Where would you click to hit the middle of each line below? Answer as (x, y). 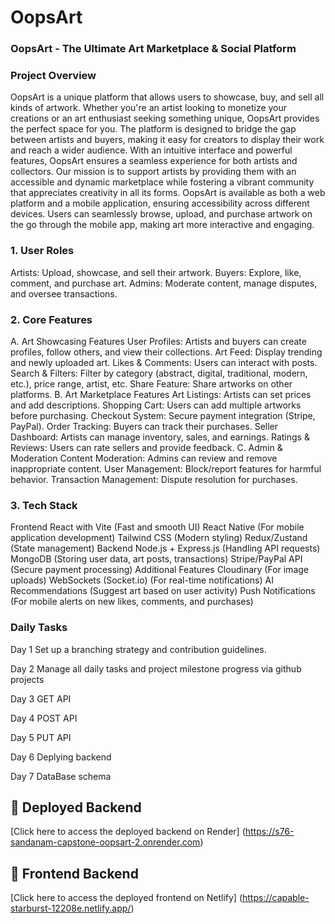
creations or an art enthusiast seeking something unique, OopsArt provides (165, 118)
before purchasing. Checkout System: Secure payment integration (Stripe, (163, 415)
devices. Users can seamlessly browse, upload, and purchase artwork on (161, 214)
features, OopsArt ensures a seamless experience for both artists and (154, 161)
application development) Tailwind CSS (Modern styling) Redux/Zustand (159, 538)
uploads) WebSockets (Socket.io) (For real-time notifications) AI (142, 580)
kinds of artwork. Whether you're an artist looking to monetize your (149, 108)
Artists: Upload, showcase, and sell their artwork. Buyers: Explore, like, (156, 272)
